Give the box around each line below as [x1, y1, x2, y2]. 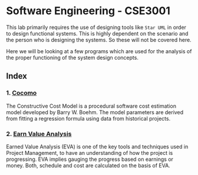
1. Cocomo [6, 89, 37, 97]
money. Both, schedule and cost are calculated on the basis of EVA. [6, 161, 171, 169]
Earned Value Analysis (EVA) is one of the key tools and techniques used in [6, 143, 189, 150]
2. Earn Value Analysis [6, 129, 72, 138]
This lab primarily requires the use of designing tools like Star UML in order [6, 24, 187, 31]
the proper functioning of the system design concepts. [6, 54, 138, 61]
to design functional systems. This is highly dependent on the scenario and [6, 30, 189, 37]
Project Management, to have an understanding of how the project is [6, 149, 173, 156]
